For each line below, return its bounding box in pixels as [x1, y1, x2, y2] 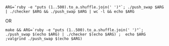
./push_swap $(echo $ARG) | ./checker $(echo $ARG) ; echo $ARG [5, 32, 146, 37]
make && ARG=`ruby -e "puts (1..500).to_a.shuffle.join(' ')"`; [5, 27, 144, 32]
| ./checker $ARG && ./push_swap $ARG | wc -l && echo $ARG [5, 9, 135, 14]
